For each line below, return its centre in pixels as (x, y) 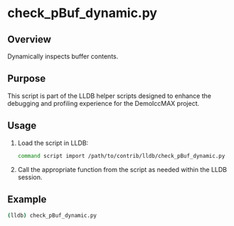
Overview (30, 39)
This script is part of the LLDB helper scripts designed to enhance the (110, 96)
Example (27, 199)
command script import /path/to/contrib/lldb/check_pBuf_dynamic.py (121, 156)
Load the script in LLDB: (53, 143)
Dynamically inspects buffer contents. (63, 56)
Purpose (27, 79)
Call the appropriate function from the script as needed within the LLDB (122, 169)
